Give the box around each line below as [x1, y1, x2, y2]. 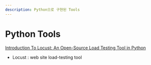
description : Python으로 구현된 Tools [5, 7, 80, 12]
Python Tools [5, 28, 61, 39]
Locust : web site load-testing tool [12, 54, 82, 60]
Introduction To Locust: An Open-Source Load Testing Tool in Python [5, 45, 146, 51]
